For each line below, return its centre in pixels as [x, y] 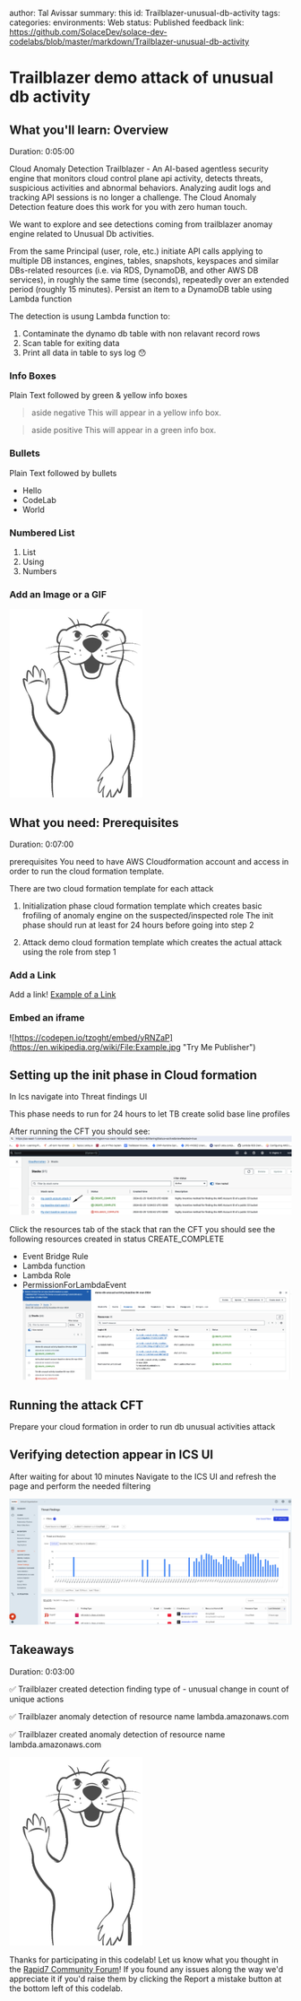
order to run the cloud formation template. [87, 871]
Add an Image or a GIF [58, 594]
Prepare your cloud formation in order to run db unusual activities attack [142, 1426]
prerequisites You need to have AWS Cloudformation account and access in [149, 861]
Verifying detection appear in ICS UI [111, 1455]
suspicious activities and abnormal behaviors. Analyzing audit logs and [140, 188]
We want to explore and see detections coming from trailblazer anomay [141, 224]
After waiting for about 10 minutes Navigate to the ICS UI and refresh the [143, 1476]
